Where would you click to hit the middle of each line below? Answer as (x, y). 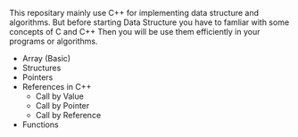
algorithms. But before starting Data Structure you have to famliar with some (149, 22)
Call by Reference (68, 115)
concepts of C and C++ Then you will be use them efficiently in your (135, 32)
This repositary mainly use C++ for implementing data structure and (134, 13)
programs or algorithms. (54, 41)
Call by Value (60, 96)
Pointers (37, 77)
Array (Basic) (46, 58)
